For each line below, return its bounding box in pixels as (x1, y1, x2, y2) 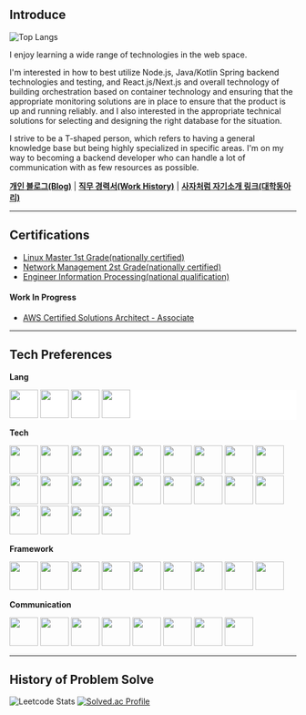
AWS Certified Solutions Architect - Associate (22, 312, 195, 322)
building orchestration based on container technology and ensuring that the (9, 86, 293, 97)
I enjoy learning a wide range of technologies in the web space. (9, 49, 248, 60)
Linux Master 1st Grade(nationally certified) (22, 251, 185, 262)
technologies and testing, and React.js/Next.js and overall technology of (9, 77, 280, 87)
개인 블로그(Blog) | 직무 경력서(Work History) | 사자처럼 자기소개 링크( (9, 180, 262, 191)
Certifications (9, 228, 90, 243)
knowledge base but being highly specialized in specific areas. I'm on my (9, 142, 284, 153)
